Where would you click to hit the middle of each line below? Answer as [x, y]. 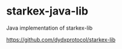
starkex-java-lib [47, 11]
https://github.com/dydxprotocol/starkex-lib [61, 39]
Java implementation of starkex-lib [50, 28]
